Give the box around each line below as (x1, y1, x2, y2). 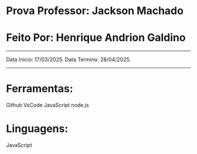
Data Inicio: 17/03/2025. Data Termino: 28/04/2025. (6, 56, 131, 63)
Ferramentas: (6, 82, 73, 95)
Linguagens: (6, 122, 69, 136)
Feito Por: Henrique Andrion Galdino (6, 31, 186, 45)
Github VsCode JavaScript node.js (6, 102, 89, 109)
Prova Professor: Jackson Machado (6, 4, 184, 18)
